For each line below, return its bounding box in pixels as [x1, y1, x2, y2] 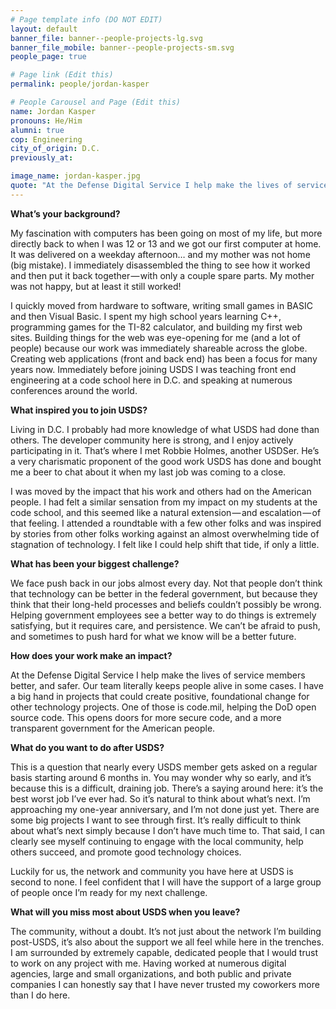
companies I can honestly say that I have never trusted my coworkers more [10, 978, 320, 990]
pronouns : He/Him [10, 116, 83, 126]
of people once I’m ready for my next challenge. [10, 886, 208, 898]
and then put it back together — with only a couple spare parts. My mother [10, 269, 315, 281]
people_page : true [10, 52, 87, 62]
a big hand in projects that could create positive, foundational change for [10, 690, 310, 702]
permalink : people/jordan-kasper [10, 79, 150, 90]
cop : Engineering [10, 134, 83, 145]
